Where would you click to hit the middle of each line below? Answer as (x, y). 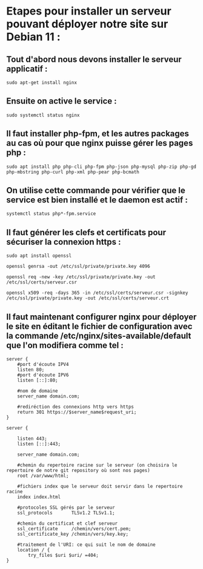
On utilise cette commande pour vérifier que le (96, 191)
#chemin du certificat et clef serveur (68, 524)
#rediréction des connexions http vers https (76, 407)
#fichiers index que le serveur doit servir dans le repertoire (100, 487)
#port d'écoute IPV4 (43, 365)
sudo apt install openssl (39, 256)
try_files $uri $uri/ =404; (63, 556)
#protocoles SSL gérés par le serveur (66, 508)
